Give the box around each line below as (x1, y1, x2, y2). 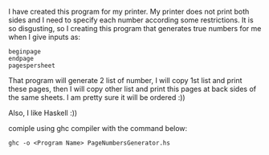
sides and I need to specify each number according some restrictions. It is (8, 15, 255, 25)
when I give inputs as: (8, 32, 81, 42)
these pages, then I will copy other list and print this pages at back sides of (8, 84, 257, 93)
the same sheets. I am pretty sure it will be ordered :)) (8, 93, 186, 102)
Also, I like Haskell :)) (8, 108, 78, 117)
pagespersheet (8, 62, 56, 70)
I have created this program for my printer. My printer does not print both (8, 7, 250, 16)
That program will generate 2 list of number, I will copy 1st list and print (8, 76, 243, 85)
